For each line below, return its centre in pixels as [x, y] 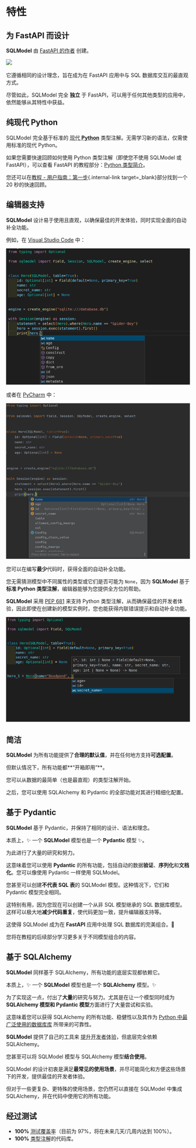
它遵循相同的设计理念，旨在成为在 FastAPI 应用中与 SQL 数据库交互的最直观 [97, 75]
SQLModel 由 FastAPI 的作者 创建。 [49, 51]
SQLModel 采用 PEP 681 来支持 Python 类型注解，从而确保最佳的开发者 [92, 601]
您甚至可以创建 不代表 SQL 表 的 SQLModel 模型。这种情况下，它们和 [88, 884]
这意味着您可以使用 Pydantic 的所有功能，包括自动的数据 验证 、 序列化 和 [92, 865]
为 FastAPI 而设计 [38, 35]
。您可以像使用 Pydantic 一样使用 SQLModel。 [67, 872]
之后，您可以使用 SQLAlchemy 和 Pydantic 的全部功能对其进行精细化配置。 [96, 792]
